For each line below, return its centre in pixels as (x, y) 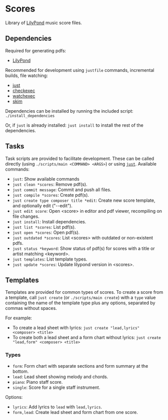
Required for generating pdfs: (36, 50)
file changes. (26, 216)
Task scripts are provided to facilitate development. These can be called (80, 158)
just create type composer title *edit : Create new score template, (84, 200)
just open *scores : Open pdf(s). (46, 232)
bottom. (21, 371)
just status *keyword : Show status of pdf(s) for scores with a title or (84, 248)
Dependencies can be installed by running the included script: (69, 111)
